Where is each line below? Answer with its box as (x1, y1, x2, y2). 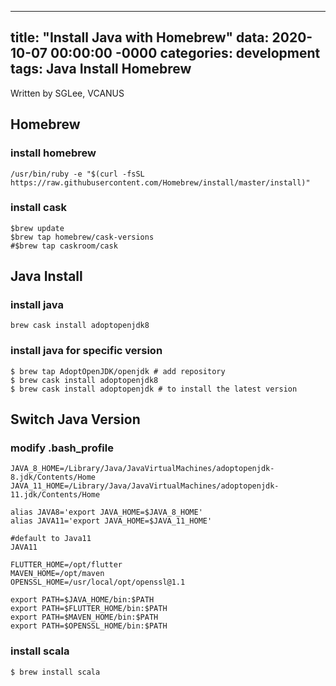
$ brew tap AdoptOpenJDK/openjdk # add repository (10, 366, 226, 376)
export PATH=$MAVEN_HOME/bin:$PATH (10, 612, 159, 623)
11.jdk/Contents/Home (10, 490, 101, 500)
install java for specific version (10, 344, 163, 358)
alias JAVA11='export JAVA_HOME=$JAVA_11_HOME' (10, 516, 213, 526)
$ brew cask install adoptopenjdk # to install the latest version (10, 384, 298, 394)
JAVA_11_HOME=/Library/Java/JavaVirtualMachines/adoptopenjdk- (10, 481, 280, 491)
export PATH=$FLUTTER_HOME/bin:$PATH (10, 604, 168, 614)
